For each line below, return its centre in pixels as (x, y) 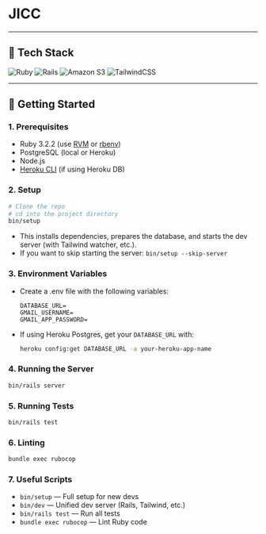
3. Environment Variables (58, 274)
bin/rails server (37, 386)
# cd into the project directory (63, 214)
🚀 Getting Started (52, 104)
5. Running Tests (41, 405)
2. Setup (25, 190)
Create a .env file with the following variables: (94, 291)
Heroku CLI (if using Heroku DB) (72, 169)
